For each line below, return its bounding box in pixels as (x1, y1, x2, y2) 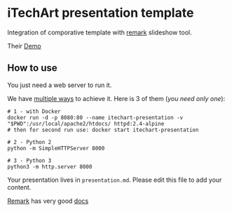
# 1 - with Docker (7, 107, 61, 115)
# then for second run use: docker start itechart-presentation (7, 126, 199, 133)
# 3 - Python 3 (7, 157, 52, 164)
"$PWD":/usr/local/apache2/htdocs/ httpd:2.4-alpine (7, 120, 165, 127)
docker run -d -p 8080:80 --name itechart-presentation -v (7, 114, 184, 121)
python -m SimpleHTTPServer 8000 (7, 145, 105, 152)
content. (7, 183, 32, 191)
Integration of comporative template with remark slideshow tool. (7, 28, 192, 37)
